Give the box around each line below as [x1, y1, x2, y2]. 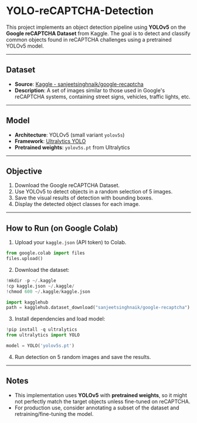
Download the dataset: [14, 266, 70, 273]
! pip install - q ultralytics [6, 327, 77, 333]
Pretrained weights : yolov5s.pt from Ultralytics [14, 144, 130, 151]
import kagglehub [6, 299, 49, 305]
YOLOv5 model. [6, 42, 44, 49]
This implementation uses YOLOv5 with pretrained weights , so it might [14, 391, 188, 398]
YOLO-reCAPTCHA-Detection [6, 4, 154, 18]
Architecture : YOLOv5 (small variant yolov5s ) [14, 131, 125, 138]
